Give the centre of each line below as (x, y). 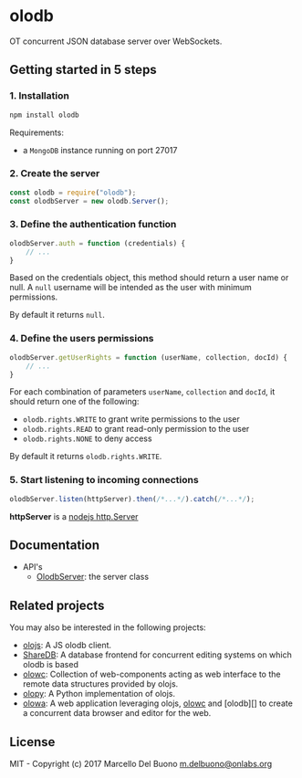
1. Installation (40, 96)
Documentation (55, 545)
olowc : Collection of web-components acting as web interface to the (151, 674)
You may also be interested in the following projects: (108, 627)
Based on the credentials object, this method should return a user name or (149, 278)
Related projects (57, 605)
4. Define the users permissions (82, 339)
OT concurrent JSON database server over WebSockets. (116, 41)
